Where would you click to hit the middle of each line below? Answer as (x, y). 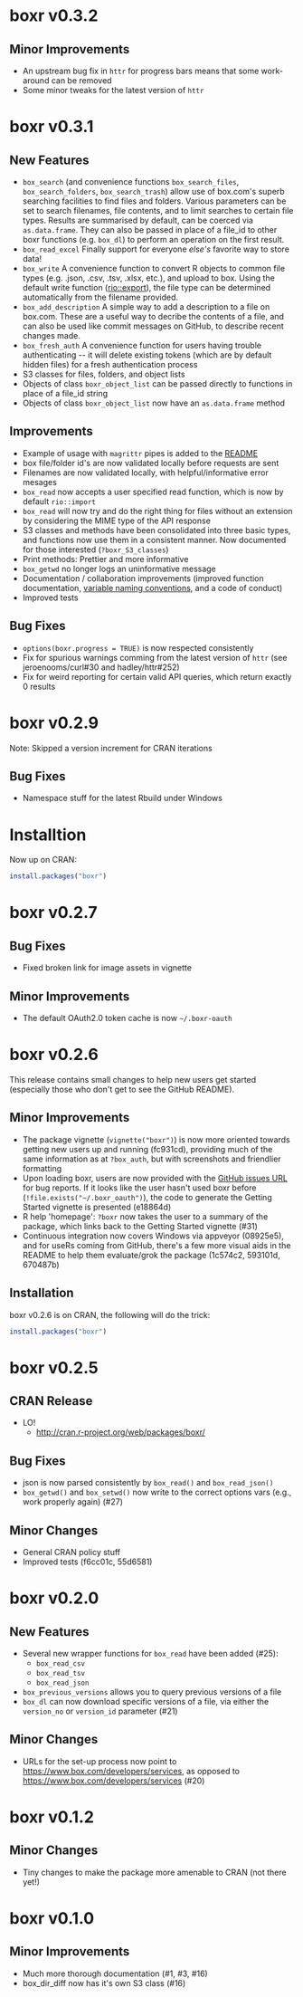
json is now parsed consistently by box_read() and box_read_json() (148, 1483)
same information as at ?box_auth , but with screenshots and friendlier (152, 1159)
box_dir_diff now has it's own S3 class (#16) (104, 1983)
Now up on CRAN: (43, 860)
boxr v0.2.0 (54, 1598)
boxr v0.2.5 (54, 1367)
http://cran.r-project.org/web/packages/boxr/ (120, 1432)
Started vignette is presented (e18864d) (97, 1207)
